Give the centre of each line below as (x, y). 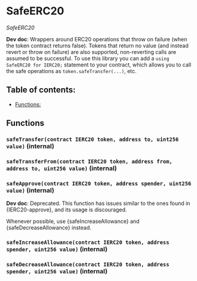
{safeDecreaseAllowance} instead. (49, 228)
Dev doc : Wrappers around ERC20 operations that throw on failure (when (97, 39)
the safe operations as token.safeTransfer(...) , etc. (71, 71)
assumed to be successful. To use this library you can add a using (88, 58)
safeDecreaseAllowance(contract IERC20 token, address (88, 265)
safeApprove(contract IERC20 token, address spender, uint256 (99, 183)
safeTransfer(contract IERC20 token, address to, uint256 (93, 140)
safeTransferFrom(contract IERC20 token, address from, (89, 161)
